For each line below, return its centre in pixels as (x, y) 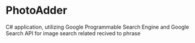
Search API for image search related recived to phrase (73, 33)
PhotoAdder (37, 10)
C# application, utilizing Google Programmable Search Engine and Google (97, 27)
